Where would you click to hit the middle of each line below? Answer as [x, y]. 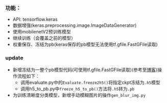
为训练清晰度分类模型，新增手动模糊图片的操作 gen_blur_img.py [79, 95]
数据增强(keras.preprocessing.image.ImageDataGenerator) [75, 25]
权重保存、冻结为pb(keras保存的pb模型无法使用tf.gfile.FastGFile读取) [85, 45]
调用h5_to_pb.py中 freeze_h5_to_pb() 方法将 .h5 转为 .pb [77, 89]
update [14, 58]
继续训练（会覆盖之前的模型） [44, 38]
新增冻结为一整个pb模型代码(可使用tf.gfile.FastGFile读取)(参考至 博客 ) [85, 70]
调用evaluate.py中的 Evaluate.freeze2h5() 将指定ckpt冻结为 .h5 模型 [90, 82]
